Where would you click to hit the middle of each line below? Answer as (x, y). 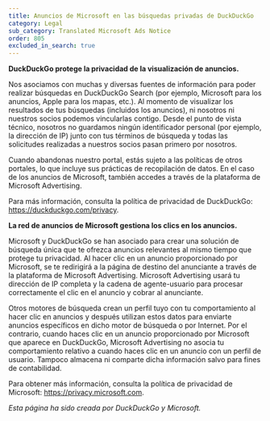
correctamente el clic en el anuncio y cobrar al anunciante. (106, 293)
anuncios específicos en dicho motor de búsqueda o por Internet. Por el (128, 325)
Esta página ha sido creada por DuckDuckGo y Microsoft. (105, 408)
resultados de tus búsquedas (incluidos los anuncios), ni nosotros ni (122, 110)
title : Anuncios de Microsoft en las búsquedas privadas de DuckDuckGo (131, 16)
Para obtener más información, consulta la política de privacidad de (120, 384)
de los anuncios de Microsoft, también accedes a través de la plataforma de (134, 177)
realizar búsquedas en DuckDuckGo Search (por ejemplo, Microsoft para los (135, 93)
